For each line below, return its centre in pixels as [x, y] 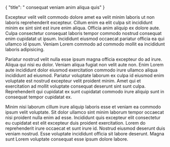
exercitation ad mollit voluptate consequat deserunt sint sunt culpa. [76, 86]
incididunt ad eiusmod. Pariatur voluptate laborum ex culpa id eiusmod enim [85, 75]
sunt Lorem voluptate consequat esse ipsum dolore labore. [67, 139]
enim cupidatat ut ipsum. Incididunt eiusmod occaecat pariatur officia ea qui [85, 39]
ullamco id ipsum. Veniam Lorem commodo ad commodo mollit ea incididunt [85, 44]
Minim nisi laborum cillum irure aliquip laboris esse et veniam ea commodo [83, 107]
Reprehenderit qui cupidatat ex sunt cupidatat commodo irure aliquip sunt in [85, 91]
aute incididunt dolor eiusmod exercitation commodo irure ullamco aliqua [81, 70]
